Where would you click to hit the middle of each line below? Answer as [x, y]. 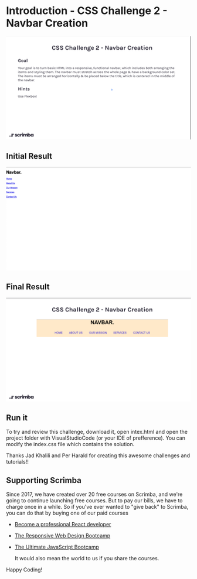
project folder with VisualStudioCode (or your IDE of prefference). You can [96, 438]
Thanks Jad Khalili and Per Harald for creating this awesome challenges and [98, 455]
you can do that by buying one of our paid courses [67, 513]
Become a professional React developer [63, 525]
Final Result [28, 287]
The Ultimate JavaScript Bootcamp [57, 547]
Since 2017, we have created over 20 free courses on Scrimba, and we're [94, 494]
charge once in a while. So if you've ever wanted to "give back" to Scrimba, [97, 507]
